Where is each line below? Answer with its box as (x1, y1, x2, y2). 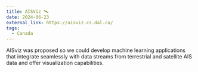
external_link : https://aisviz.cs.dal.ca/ (6, 19, 113, 25)
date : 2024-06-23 (6, 14, 49, 20)
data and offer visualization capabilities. (6, 60, 104, 67)
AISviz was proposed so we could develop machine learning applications (6, 47, 186, 54)
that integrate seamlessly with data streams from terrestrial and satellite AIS (6, 53, 193, 60)
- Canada (11, 31, 33, 37)
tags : (6, 25, 20, 31)
